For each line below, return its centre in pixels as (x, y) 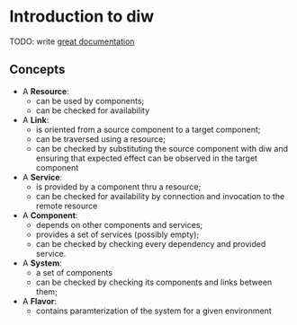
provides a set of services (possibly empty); (117, 234)
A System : (42, 263)
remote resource (67, 206)
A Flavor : (39, 301)
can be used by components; (90, 101)
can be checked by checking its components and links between (154, 282)
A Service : (42, 177)
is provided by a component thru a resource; (118, 187)
